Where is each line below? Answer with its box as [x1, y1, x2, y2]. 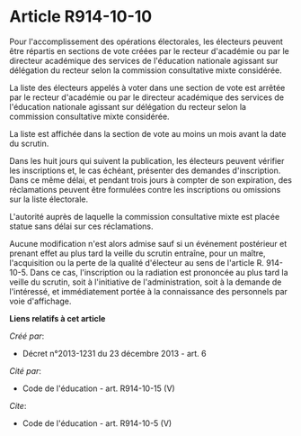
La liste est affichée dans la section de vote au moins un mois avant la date [9, 128, 287, 139]
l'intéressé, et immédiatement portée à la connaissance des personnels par [9, 286, 288, 296]
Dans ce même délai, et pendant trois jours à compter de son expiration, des [9, 174, 292, 186]
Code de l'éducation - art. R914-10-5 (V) [22, 417, 173, 429]
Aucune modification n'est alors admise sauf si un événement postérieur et [9, 238, 288, 249]
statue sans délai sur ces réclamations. [9, 221, 155, 232]
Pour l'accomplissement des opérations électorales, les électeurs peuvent [9, 36, 283, 47]
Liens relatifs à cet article [9, 313, 106, 323]
